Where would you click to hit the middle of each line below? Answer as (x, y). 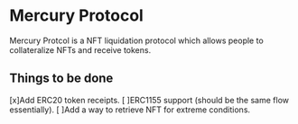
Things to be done (61, 79)
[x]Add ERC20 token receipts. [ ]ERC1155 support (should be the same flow (149, 100)
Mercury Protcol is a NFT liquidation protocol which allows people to (136, 40)
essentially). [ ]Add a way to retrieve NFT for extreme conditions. (130, 110)
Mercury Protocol (77, 16)
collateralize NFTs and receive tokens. (80, 49)
